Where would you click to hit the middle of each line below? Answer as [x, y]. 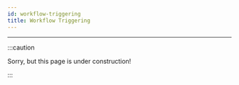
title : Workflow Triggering [49, 21]
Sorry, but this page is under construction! [69, 61]
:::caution [21, 47]
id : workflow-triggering [44, 14]
